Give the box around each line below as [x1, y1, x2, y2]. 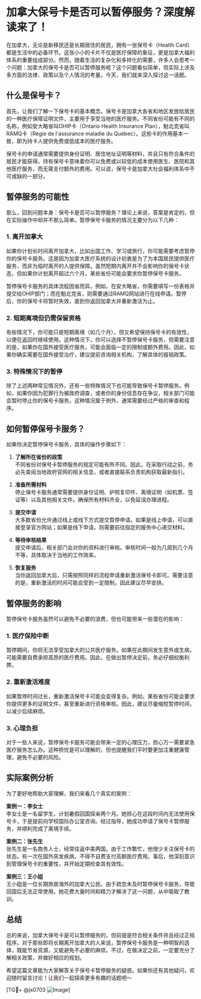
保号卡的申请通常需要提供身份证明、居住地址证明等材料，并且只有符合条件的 [6, 150, 195, 157]
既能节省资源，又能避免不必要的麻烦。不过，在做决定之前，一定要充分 [16, 946, 190, 954]
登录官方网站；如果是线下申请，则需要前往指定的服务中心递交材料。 [20, 524, 188, 531]
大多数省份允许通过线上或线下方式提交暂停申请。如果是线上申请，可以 [14, 516, 188, 523]
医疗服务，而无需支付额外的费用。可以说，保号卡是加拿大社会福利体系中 [11, 165, 190, 172]
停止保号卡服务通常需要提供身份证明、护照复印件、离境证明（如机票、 [14, 489, 188, 496]
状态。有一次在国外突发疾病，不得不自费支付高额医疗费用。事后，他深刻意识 [6, 852, 195, 860]
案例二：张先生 [6, 837, 43, 845]
